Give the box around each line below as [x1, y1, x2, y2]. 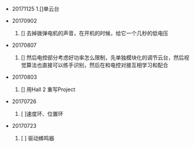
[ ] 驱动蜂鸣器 [20, 134, 55, 142]
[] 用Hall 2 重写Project [20, 86, 76, 93]
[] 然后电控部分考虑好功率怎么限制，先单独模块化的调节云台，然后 [20, 54, 184, 61]
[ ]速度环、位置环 [20, 110, 64, 117]
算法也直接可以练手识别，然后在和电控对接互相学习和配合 [26, 62, 169, 68]
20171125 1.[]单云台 [11, 5, 59, 12]
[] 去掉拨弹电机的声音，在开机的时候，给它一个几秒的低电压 [20, 29, 169, 37]
